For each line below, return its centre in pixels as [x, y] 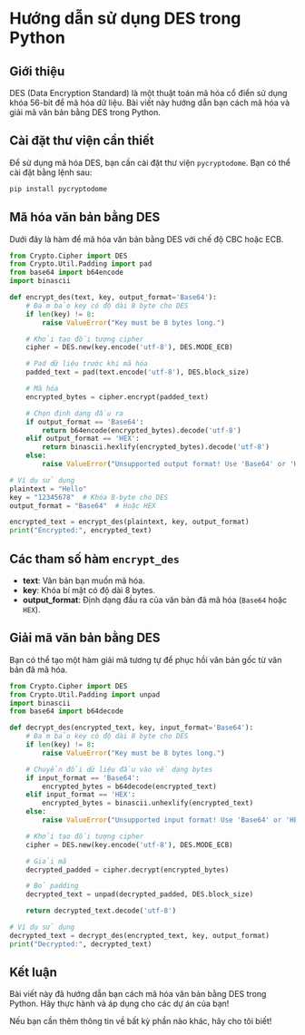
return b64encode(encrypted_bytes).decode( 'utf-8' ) [142, 430]
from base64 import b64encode [67, 273]
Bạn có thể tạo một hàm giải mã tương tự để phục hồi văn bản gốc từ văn [146, 659]
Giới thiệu [37, 71]
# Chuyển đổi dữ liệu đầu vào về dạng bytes [119, 769]
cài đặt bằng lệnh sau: [51, 172]
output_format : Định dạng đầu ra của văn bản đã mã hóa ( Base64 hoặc [155, 600]
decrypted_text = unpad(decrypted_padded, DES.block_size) [140, 894]
